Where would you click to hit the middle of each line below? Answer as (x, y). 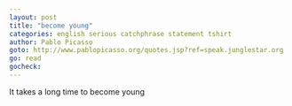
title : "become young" (51, 26)
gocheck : (25, 67)
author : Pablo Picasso (51, 42)
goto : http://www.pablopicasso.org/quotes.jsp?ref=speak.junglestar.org (146, 50)
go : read (25, 58)
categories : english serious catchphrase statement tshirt (121, 34)
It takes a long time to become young (77, 91)
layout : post (33, 17)
